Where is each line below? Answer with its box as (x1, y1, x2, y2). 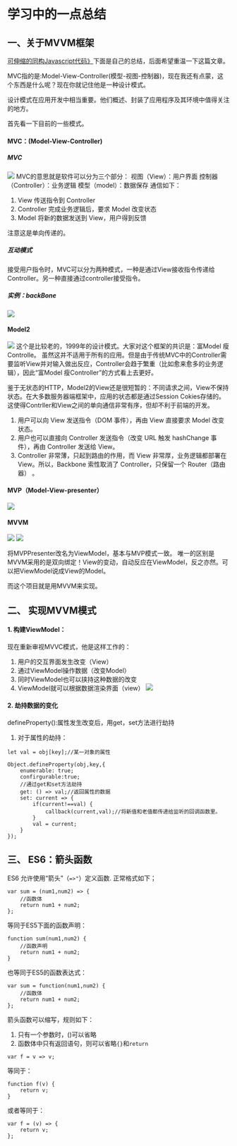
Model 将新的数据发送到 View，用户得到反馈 (17, 213, 147, 222)
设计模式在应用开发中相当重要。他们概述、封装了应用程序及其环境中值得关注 (7, 96, 230, 104)
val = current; (32, 820, 78, 827)
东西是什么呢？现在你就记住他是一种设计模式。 (13, 80, 150, 89)
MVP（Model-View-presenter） (7, 486, 104, 494)
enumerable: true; (20, 767, 74, 774)
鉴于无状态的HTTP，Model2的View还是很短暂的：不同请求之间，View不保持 (7, 383, 229, 391)
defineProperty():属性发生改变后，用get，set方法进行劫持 (7, 718, 175, 726)
